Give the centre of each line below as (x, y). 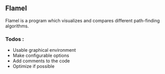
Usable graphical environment (44, 50)
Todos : (15, 39)
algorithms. (17, 26)
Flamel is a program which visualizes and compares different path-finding (83, 20)
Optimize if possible (34, 66)
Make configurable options (41, 56)
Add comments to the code (41, 61)
